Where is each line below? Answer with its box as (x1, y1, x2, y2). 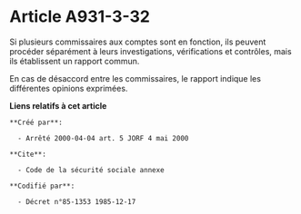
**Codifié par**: (9, 181, 75, 190)
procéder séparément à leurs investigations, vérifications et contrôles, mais (9, 45, 293, 56)
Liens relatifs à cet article (9, 100, 107, 111)
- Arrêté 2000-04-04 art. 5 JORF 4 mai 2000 (17, 133, 189, 142)
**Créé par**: (9, 118, 64, 127)
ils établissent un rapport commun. (9, 55, 140, 66)
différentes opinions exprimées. (9, 83, 128, 93)
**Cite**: (9, 150, 47, 159)
